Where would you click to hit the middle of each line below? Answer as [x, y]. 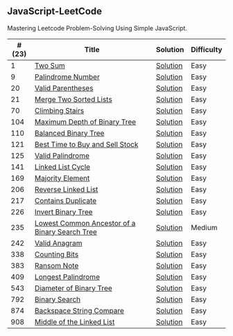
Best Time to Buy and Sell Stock [86, 144]
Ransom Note [57, 265]
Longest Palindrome [67, 276]
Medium [204, 227]
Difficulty [206, 49]
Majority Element [62, 178]
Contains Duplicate [66, 200]
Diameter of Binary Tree [73, 288]
